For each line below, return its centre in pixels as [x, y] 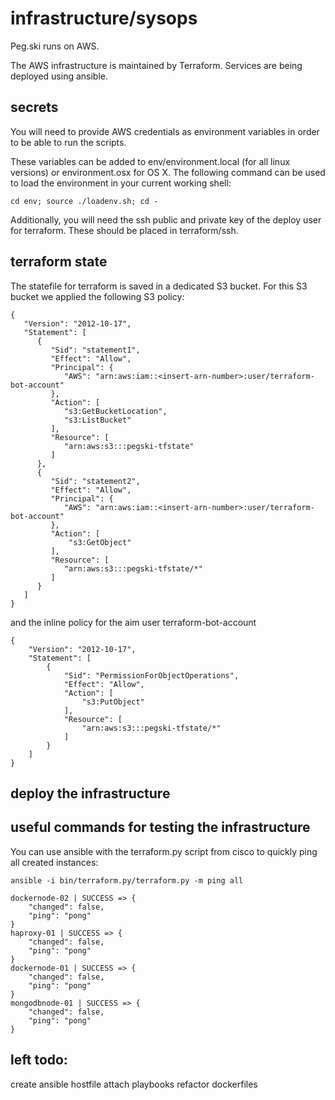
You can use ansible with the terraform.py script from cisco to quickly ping [164, 851]
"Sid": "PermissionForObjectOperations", [151, 675]
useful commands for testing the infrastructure [160, 827]
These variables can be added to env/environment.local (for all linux [150, 161]
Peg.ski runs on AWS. [55, 46]
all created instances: [54, 862]
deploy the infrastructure [90, 793]
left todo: [39, 1060]
